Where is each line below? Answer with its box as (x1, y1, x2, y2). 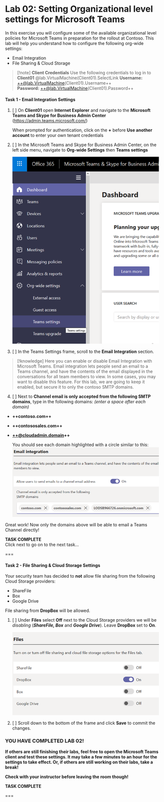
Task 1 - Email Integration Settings (5, 96, 76, 102)
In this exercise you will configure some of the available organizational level (5, 30, 157, 36)
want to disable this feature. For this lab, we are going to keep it (17, 379, 145, 385)
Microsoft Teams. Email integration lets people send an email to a (17, 363, 148, 369)
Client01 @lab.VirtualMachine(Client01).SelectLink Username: (17, 75, 143, 81)
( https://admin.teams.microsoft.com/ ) (12, 118, 88, 124)
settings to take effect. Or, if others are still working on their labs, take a (5, 759, 153, 765)
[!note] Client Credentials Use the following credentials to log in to (17, 69, 151, 75)
